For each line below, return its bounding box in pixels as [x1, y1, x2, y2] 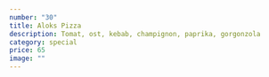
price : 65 [9, 46, 46, 55]
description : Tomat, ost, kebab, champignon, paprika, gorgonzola [9, 29, 261, 38]
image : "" [9, 54, 46, 63]
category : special [9, 37, 77, 47]
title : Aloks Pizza [9, 21, 82, 30]
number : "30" [9, 12, 58, 22]
